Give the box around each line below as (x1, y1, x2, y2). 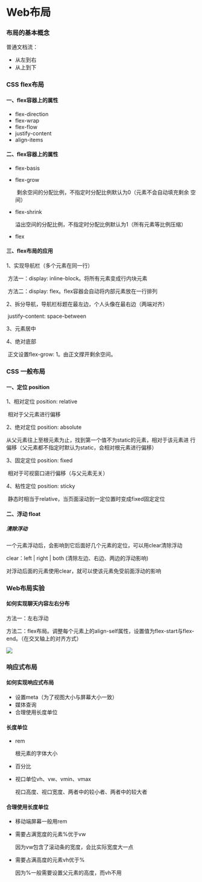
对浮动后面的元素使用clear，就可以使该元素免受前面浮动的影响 (6, 567, 162, 575)
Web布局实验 (6, 584, 45, 592)
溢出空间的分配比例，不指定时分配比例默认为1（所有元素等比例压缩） (14, 220, 187, 228)
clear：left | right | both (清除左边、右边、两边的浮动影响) (6, 554, 149, 562)
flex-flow (14, 123, 38, 130)
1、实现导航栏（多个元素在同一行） (6, 262, 93, 269)
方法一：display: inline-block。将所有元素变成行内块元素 (7, 275, 148, 282)
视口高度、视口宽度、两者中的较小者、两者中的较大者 (14, 788, 148, 796)
